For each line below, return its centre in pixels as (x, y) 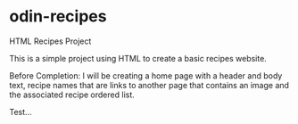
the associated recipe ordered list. (72, 95)
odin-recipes (58, 17)
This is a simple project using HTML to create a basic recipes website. (138, 58)
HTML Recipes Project (50, 41)
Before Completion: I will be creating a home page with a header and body (146, 75)
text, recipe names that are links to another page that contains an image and (149, 85)
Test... (21, 112)
